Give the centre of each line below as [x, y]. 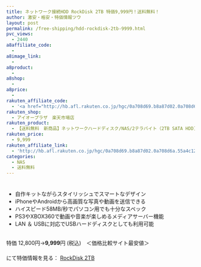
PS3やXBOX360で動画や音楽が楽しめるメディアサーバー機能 [89, 217]
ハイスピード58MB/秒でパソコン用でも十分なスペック [80, 209]
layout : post [22, 23]
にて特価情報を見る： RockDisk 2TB [51, 258]
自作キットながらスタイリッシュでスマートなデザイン [80, 194]
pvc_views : [20, 34]
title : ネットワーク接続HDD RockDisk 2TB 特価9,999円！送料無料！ [83, 12]
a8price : [17, 90]
